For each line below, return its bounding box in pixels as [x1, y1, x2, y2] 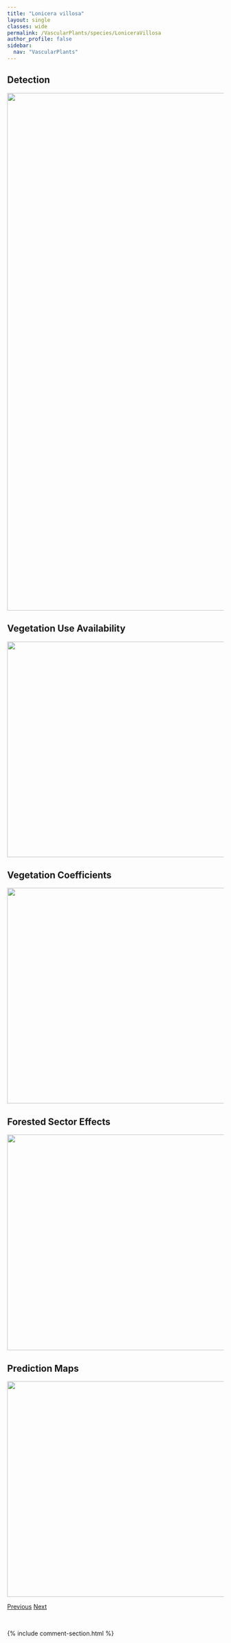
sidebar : [7, 42, 32, 49]
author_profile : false [7, 36, 72, 43]
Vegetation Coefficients [7, 869, 112, 880]
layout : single [7, 17, 51, 23]
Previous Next [7, 1602, 47, 1611]
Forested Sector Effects [7, 1116, 111, 1128]
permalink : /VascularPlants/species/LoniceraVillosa [7, 29, 162, 37]
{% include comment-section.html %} [7, 1629, 115, 1637]
